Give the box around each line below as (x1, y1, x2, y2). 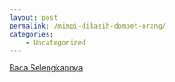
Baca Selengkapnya (9, 62, 83, 73)
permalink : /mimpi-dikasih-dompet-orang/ (9, 21, 167, 30)
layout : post (9, 12, 58, 22)
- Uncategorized (25, 37, 87, 47)
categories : (9, 29, 54, 38)
